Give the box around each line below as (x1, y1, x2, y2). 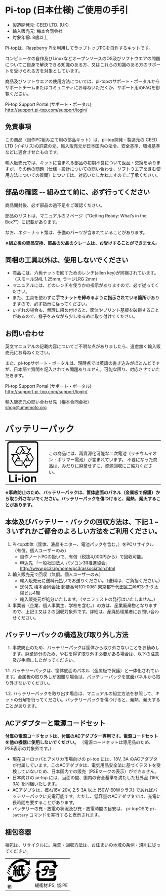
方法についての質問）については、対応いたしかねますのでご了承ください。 (9, 172, 161, 178)
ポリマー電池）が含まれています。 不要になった (57, 456, 153, 462)
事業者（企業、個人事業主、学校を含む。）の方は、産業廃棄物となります (12, 602, 158, 608)
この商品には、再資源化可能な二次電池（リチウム (48, 450, 148, 456)
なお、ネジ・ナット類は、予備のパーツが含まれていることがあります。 (5, 229, 147, 235)
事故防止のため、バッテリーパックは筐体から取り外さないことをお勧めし (12, 645, 160, 651)
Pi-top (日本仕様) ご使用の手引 (5, 4, 128, 16)
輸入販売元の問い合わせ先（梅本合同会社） (5, 399, 92, 405)
